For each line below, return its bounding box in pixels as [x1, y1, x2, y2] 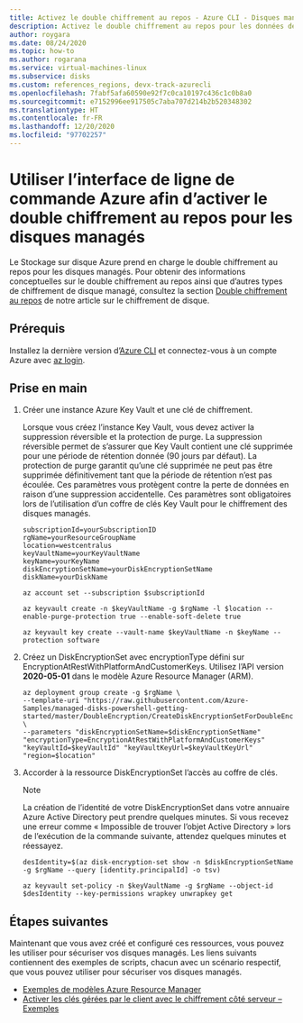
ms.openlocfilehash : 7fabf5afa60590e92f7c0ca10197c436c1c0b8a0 [9, 88, 252, 97]
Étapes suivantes [9, 914, 109, 929]
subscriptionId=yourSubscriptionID [22, 525, 157, 534]
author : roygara [9, 30, 70, 39]
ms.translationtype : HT [9, 105, 99, 114]
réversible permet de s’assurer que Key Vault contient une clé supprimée [22, 441, 293, 452]
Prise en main [9, 380, 87, 397]
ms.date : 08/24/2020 [9, 38, 87, 48]
